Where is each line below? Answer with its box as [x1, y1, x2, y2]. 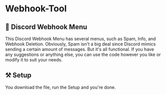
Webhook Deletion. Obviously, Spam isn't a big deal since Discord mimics [5, 41, 156, 47]
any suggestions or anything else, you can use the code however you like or [5, 51, 161, 57]
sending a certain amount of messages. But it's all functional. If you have [5, 47, 154, 52]
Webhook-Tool [5, 3, 67, 14]
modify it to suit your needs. [5, 57, 63, 62]
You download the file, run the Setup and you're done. [5, 84, 116, 90]
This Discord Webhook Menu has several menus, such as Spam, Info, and [5, 36, 156, 42]
